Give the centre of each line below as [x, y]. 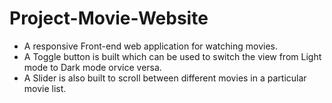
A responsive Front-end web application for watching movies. [151, 46]
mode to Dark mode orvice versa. [92, 67]
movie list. [45, 88]
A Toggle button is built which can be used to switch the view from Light [172, 56]
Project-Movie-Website [109, 18]
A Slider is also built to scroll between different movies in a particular [165, 78]
